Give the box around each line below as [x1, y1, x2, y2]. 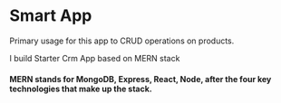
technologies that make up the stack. [9, 83, 152, 94]
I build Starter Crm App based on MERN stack [9, 52, 180, 63]
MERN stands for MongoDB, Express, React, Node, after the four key [9, 73, 272, 84]
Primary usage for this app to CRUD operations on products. [9, 35, 235, 46]
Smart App [9, 5, 92, 26]
